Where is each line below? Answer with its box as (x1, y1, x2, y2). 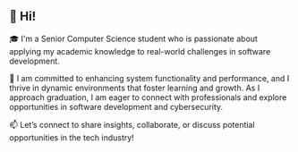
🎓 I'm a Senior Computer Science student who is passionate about (9, 33, 258, 44)
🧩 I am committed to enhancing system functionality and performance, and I (9, 72, 290, 83)
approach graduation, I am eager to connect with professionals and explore (9, 91, 287, 103)
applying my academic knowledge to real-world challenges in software (9, 46, 271, 56)
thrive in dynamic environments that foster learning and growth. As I (9, 82, 260, 93)
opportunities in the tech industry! (9, 131, 134, 143)
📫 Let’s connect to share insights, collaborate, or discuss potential (9, 119, 255, 130)
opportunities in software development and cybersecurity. (9, 101, 224, 112)
